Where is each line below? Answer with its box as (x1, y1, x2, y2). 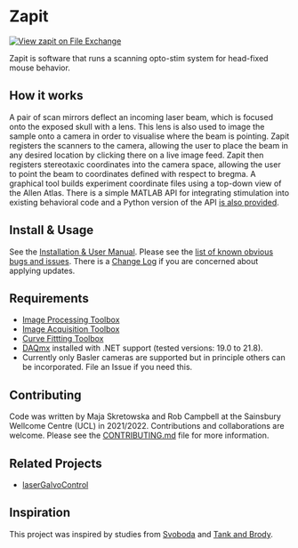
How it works (9, 88, 84, 103)
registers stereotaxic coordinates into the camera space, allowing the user (9, 158, 282, 170)
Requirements (9, 291, 89, 306)
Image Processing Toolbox (21, 314, 120, 326)
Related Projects (9, 455, 102, 471)
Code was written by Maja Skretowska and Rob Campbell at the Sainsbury (9, 411, 282, 422)
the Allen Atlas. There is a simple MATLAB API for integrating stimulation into (9, 187, 290, 197)
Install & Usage (9, 222, 94, 238)
